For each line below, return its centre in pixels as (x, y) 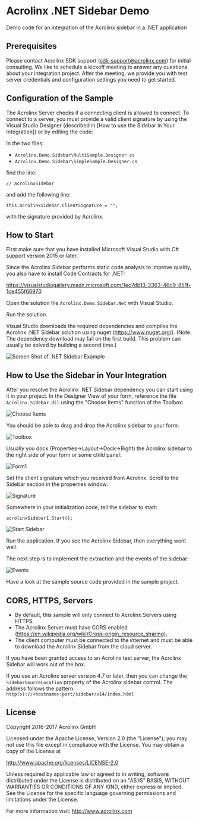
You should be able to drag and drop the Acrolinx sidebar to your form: (93, 425)
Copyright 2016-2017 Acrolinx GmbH (51, 727)
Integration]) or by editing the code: (50, 132)
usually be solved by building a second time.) (61, 345)
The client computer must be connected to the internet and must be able (104, 640)
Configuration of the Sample (60, 99)
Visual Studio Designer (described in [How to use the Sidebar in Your (91, 125)
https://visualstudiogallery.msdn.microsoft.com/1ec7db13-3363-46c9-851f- (99, 285)
